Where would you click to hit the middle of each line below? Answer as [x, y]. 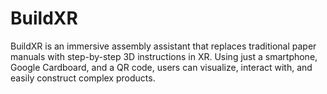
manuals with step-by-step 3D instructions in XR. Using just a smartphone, [164, 56]
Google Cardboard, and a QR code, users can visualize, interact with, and [161, 67]
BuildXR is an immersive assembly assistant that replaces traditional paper [163, 46]
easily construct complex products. [83, 78]
